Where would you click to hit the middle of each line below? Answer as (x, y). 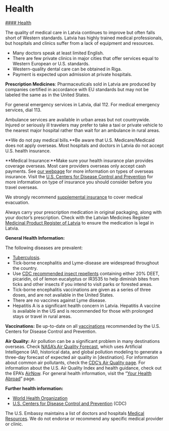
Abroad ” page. (20, 379)
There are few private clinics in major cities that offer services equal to (86, 58)
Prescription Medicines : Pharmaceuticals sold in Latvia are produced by (81, 84)
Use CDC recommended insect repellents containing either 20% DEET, (86, 273)
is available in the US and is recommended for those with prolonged (83, 311)
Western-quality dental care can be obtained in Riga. (67, 69)
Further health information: (34, 388)
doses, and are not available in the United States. (63, 295)
